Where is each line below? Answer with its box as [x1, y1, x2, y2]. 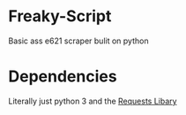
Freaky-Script [8, 6, 112, 27]
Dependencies [8, 66, 117, 87]
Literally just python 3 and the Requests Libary [8, 96, 177, 106]
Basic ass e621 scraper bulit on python [8, 35, 149, 46]
